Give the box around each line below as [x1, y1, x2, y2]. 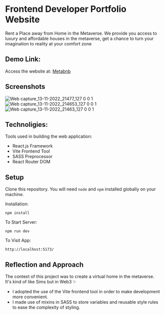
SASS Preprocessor [12, 154, 53, 159]
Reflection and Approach [5, 260, 84, 269]
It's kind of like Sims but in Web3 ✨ [5, 279, 77, 284]
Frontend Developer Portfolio [5, 3, 127, 15]
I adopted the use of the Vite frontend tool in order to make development [12, 289, 160, 294]
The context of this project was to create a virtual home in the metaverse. [5, 274, 155, 279]
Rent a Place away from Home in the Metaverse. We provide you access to [5, 30, 157, 36]
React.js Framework [12, 143, 53, 149]
